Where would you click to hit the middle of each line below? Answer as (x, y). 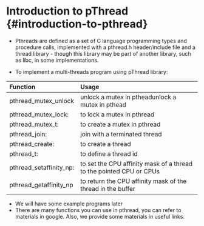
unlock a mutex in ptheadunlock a (128, 97)
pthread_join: (28, 134)
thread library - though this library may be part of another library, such (103, 53)
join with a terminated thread (121, 134)
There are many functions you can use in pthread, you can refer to (98, 210)
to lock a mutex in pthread (117, 115)
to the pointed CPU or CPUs (120, 171)
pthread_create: (32, 144)
